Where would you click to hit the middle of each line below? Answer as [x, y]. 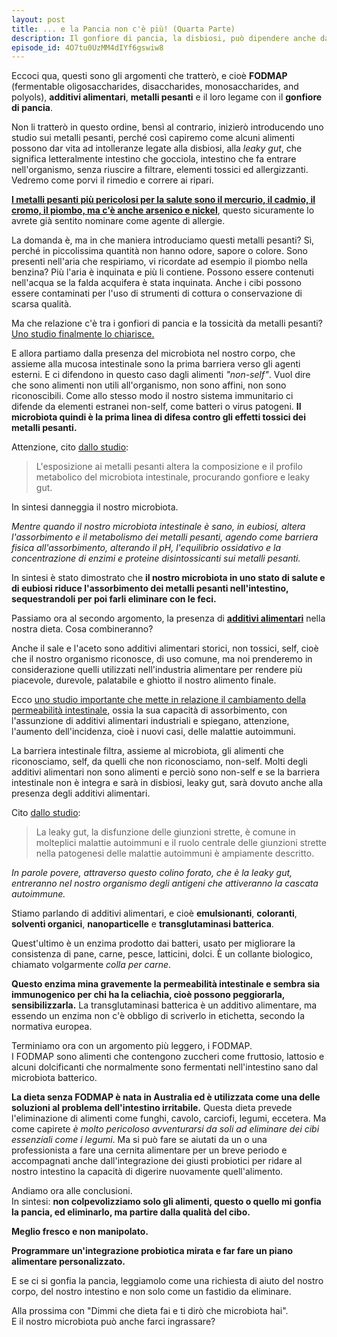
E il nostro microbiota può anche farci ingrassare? [113, 1322]
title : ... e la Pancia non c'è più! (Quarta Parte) [123, 29]
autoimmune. [38, 894]
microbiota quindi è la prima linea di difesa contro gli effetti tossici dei [158, 417]
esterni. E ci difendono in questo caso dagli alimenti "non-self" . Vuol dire [161, 375]
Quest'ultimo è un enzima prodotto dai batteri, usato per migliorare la [153, 943]
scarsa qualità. [41, 304]
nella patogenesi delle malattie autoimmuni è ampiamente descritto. [175, 853]
